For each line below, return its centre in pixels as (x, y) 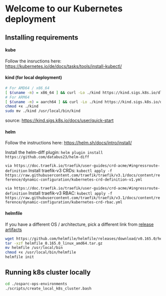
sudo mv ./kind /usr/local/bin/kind (43, 111)
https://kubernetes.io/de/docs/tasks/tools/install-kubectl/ (63, 66)
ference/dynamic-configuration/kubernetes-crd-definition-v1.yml (74, 180)
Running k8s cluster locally (48, 272)
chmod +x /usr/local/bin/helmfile (41, 252)
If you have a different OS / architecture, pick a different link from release (80, 224)
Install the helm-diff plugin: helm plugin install (54, 152)
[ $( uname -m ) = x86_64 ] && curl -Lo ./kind (53, 93)
